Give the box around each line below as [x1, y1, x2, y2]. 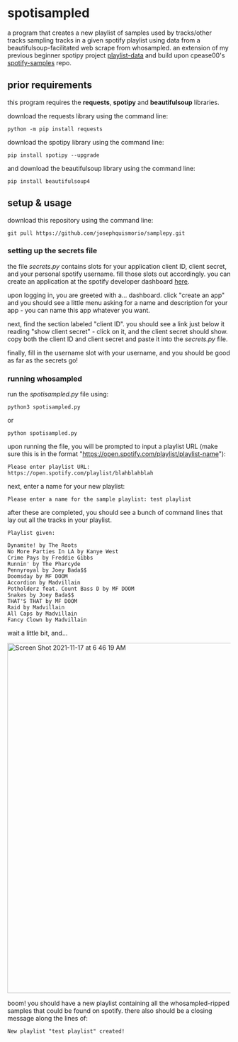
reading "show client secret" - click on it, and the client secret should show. [7, 327, 228, 336]
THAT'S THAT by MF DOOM [7, 598, 78, 605]
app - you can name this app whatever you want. [7, 306, 151, 314]
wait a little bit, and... [7, 629, 68, 638]
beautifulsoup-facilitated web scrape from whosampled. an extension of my [7, 43, 229, 52]
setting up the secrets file [7, 246, 98, 256]
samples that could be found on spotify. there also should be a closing [7, 1007, 212, 1015]
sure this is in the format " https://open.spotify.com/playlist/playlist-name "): [7, 450, 226, 458]
